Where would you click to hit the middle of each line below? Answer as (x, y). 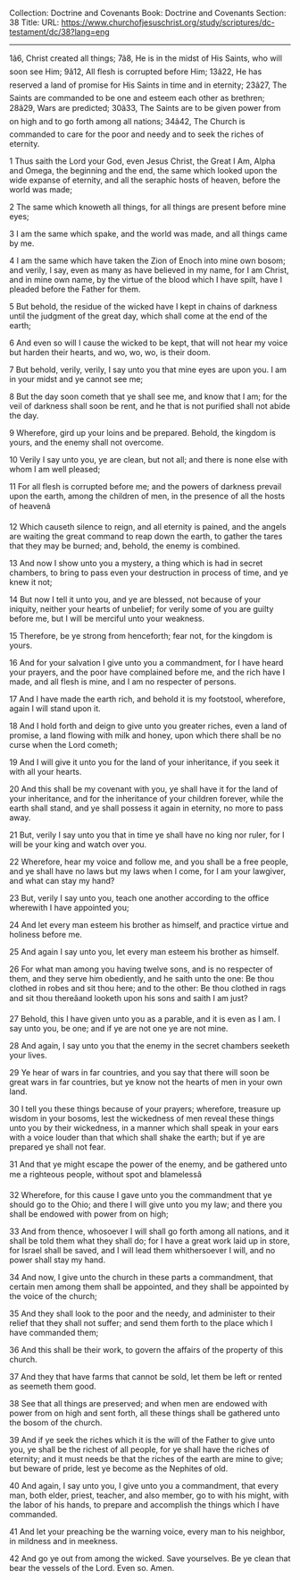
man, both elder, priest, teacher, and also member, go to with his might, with (149, 1495)
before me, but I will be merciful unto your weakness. (107, 618)
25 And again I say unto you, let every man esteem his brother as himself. (144, 951)
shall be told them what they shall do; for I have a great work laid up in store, (150, 1241)
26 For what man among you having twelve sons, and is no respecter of (141, 969)
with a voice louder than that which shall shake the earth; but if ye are (137, 1137)
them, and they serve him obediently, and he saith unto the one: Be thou (142, 978)
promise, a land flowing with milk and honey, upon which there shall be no (145, 735)
